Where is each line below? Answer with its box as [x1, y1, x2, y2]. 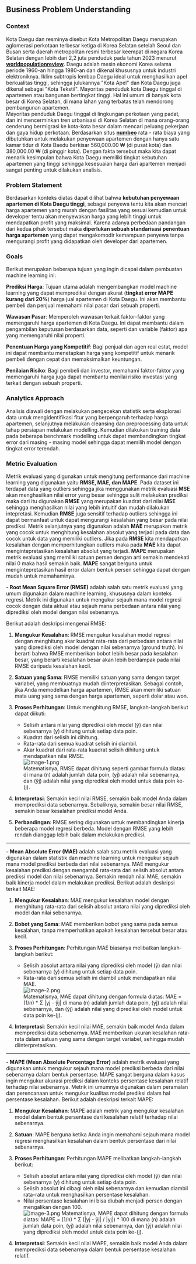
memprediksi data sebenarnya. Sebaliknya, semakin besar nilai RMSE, [14, 801, 183, 808]
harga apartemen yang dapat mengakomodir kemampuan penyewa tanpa [6, 231, 184, 238]
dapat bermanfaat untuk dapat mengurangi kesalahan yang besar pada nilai [6, 516, 188, 523]
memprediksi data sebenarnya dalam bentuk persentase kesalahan [14, 1246, 176, 1253]
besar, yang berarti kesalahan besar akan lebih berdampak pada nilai [14, 656, 180, 663]
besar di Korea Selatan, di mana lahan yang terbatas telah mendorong [6, 98, 174, 105]
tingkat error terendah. [6, 445, 61, 452]
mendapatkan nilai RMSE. [23, 752, 85, 759]
